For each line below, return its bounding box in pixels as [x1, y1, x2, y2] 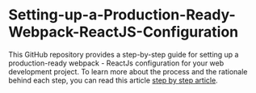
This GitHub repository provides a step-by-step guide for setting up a [8, 49, 239, 59]
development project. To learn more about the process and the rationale [8, 66, 248, 76]
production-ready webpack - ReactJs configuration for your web [8, 58, 225, 68]
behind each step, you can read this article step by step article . [8, 75, 218, 85]
